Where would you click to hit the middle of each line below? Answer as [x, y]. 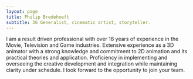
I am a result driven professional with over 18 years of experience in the [92, 39]
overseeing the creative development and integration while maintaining [92, 64]
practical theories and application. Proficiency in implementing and [87, 58]
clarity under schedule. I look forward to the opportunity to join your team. [96, 70]
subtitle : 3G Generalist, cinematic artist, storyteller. [78, 22]
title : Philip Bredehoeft [38, 17]
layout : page [22, 11]
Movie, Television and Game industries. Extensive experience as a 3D [90, 45]
